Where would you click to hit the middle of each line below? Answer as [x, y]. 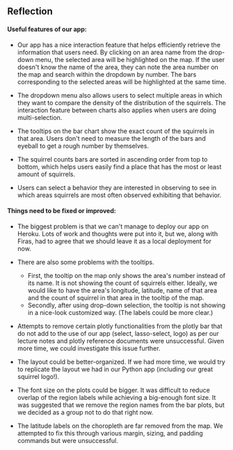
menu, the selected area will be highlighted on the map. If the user [130, 59]
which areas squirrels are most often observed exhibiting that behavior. [119, 195]
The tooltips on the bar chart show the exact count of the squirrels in [116, 131]
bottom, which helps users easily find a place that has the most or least [119, 166]
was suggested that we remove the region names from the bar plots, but [121, 405]
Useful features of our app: [47, 29]
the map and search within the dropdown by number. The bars [107, 74]
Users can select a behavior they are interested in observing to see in [117, 187]
